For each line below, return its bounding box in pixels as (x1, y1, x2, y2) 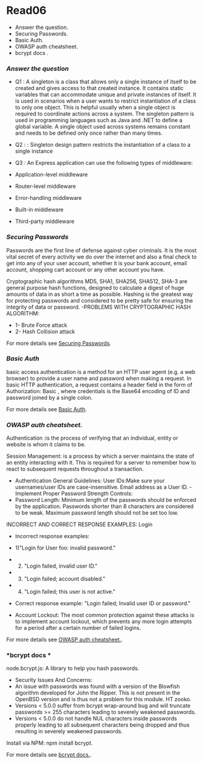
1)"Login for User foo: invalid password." (14, 544, 116, 551)
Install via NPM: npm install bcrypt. (6, 739, 93, 746)
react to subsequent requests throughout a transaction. (6, 466, 144, 473)
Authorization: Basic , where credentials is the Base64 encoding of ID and (6, 387, 190, 394)
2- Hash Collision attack (14, 327, 76, 335)
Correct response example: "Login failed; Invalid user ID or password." (14, 600, 191, 607)
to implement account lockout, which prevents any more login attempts (14, 618, 192, 625)
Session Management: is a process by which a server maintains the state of (6, 452, 195, 460)
